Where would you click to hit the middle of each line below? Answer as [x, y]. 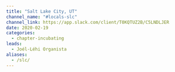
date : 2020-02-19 [27, 28]
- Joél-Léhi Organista [39, 49]
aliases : [17, 55]
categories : [21, 33]
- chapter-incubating [38, 38]
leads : [14, 44]
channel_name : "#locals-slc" [42, 17]
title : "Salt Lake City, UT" [42, 11]
